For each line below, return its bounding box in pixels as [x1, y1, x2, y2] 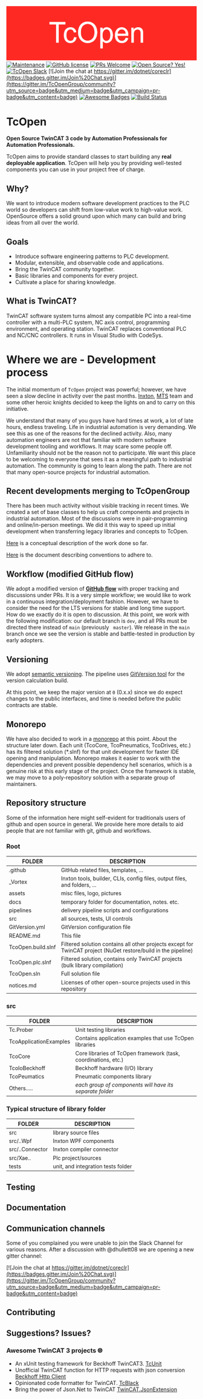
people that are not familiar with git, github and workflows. [6, 827, 152, 834]
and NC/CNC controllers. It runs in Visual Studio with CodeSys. [6, 331, 163, 339]
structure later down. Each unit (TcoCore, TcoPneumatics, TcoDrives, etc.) [6, 741, 192, 749]
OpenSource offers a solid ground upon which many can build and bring [6, 212, 186, 220]
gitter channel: [6, 1252, 42, 1259]
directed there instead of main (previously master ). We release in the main [6, 624, 190, 631]
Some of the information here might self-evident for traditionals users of [6, 814, 185, 821]
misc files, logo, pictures [61, 890, 122, 897]
